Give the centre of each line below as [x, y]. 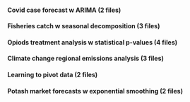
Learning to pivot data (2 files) [53, 74]
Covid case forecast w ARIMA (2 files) [64, 10]
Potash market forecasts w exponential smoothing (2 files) [95, 91]
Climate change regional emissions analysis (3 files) [86, 58]
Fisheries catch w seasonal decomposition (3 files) [84, 26]
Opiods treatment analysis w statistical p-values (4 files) [93, 42]
